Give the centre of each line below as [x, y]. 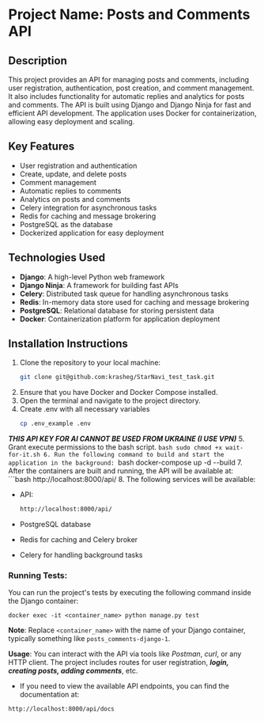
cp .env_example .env [55, 424]
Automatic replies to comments [70, 191]
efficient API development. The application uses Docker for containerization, [132, 113]
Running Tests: [38, 575]
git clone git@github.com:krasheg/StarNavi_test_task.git [117, 378]
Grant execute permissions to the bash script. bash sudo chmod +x [115, 447]
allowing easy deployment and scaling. [72, 121]
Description [38, 61]
